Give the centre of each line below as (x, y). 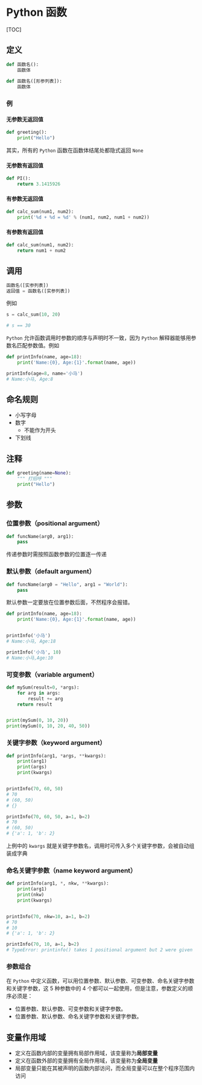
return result (35, 704)
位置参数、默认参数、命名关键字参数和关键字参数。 (78, 1017)
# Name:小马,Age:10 (30, 658)
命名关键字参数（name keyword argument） (71, 870)
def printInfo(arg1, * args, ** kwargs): (56, 756)
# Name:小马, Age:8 (30, 379)
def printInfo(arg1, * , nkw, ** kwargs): (58, 883)
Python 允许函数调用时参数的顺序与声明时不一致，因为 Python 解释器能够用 (99, 338)
